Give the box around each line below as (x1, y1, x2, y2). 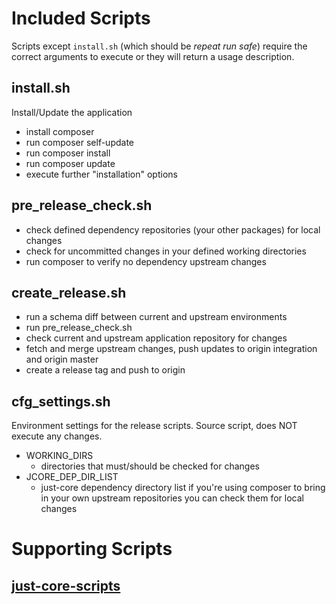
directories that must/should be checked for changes (40, 460, 260, 472)
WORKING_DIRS (25, 450, 94, 462)
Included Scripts (11, 7, 151, 30)
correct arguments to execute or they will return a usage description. (11, 50, 295, 62)
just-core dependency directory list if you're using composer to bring (40, 482, 326, 494)
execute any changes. (11, 430, 103, 442)
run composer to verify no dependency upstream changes (25, 255, 267, 267)
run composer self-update (25, 136, 134, 148)
